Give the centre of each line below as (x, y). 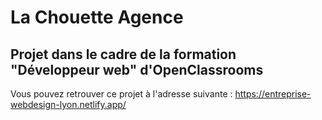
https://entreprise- (273, 94)
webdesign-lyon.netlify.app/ (68, 104)
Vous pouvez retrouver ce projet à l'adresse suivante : (121, 94)
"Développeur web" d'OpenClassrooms (137, 69)
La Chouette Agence (97, 17)
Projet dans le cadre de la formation (123, 54)
